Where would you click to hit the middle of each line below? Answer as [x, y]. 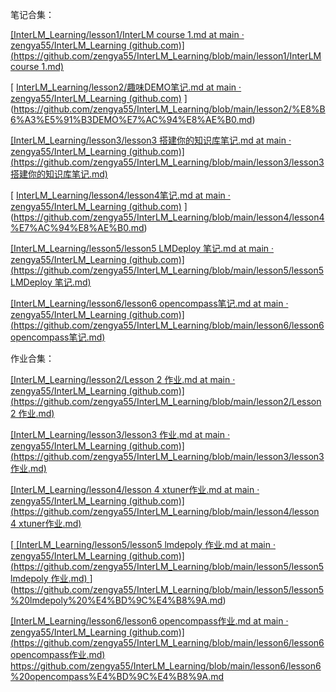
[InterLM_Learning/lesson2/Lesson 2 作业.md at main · [123, 379]
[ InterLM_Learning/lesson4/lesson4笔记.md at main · [120, 195]
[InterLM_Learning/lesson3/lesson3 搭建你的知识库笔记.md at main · [151, 140]
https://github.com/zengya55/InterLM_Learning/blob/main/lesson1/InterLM [167, 56]
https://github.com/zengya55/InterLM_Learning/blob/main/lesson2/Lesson [167, 401]
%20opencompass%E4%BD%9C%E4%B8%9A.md [117, 676]
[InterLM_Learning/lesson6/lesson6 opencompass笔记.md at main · [149, 303]
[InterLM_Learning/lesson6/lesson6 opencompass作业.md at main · [149, 621]
